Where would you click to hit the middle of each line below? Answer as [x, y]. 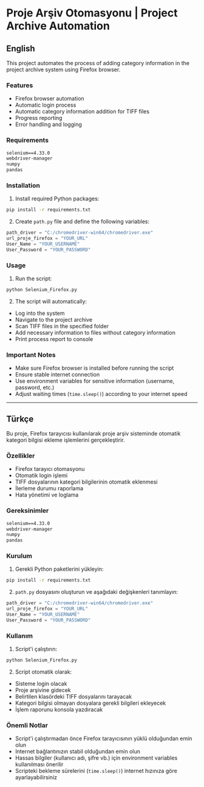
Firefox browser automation [49, 99]
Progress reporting [39, 118]
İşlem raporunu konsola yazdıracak [59, 709]
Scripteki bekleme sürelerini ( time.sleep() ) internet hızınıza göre [96, 771]
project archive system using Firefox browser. [63, 69]
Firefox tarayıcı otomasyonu [50, 469]
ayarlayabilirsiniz [36, 777]
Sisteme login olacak [41, 683]
